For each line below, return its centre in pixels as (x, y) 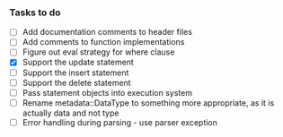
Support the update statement (78, 62)
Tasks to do (35, 13)
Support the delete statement (77, 82)
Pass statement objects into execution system (107, 92)
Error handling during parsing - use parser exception (120, 122)
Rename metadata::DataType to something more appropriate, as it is (148, 103)
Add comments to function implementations (103, 42)
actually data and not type (71, 113)
